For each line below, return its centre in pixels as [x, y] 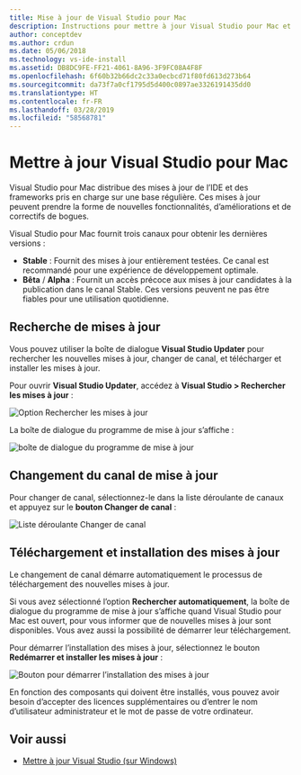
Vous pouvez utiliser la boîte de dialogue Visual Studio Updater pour [137, 348]
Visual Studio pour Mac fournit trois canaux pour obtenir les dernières [138, 234]
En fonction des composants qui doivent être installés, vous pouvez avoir [145, 692]
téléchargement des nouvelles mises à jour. [90, 584]
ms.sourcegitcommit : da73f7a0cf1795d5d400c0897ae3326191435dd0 [130, 85]
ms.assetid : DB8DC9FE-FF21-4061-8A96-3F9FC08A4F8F [106, 68]
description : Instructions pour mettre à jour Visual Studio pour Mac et [150, 26]
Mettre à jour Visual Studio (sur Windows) [100, 761]
